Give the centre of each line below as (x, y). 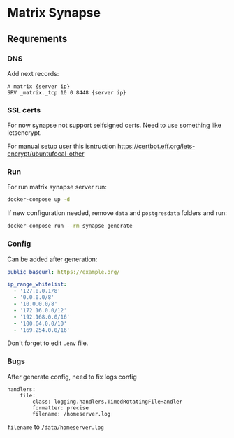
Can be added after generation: (52, 259)
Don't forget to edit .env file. (48, 343)
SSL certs (24, 110)
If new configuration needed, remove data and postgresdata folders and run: (117, 213)
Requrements (37, 39)
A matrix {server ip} (39, 86)
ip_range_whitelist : (37, 284)
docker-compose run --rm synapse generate (70, 226)
